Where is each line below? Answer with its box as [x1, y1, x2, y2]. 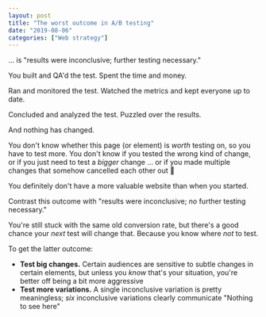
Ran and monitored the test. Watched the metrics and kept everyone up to [8, 86, 250, 96]
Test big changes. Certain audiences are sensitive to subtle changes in [19, 259, 254, 269]
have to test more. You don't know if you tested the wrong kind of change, [8, 149, 252, 158]
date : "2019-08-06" [8, 26, 73, 34]
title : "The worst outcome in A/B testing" [8, 19, 155, 27]
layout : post [8, 11, 52, 20]
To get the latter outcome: [8, 244, 94, 254]
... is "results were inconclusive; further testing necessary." [8, 55, 202, 65]
